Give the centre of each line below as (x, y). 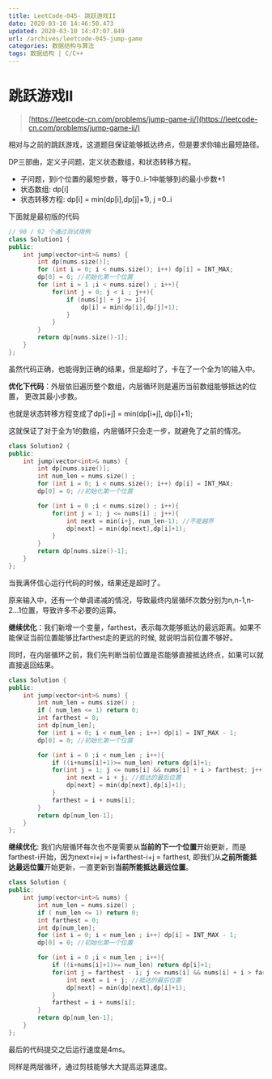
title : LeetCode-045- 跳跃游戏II (62, 16)
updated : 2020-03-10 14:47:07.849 (67, 31)
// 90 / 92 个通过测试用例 (49, 232)
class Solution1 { (39, 239)
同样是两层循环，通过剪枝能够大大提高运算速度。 (90, 1066)
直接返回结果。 (33, 665)
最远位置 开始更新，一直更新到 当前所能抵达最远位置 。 (104, 867)
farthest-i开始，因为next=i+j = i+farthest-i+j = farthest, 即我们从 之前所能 (129, 857)
